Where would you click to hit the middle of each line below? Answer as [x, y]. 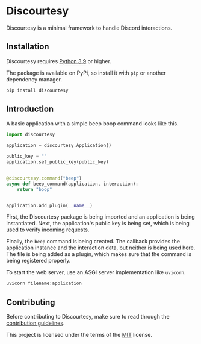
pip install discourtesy [37, 90]
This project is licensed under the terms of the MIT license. [79, 335]
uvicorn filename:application [44, 283]
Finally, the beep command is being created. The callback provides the [93, 242]
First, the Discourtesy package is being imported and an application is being [101, 217]
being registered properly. [39, 261]
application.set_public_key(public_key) [58, 162]
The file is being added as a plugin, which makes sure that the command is [99, 254]
